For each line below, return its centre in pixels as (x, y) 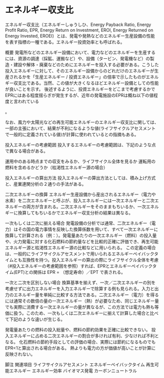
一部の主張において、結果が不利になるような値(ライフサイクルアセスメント (81, 128)
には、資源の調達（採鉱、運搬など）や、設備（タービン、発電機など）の (78, 58)
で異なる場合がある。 (26, 151)
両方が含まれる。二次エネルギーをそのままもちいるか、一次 (86, 207)
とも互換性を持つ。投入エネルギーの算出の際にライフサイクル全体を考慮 (86, 260)
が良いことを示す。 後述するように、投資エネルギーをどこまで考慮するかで (80, 89)
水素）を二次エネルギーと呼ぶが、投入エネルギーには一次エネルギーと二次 (80, 200)
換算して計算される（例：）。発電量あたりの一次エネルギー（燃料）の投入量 (81, 235)
